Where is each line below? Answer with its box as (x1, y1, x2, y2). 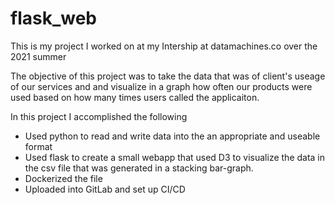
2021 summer (10, 50, 67, 62)
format (24, 140, 53, 152)
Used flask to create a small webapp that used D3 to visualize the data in (24, 151, 326, 163)
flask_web (10, 7, 97, 30)
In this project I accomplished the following (10, 110, 188, 122)
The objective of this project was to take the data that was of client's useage (10, 70, 326, 82)
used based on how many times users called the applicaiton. (10, 91, 260, 103)
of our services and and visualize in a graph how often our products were (10, 80, 313, 92)
